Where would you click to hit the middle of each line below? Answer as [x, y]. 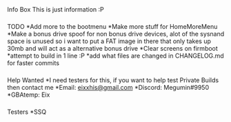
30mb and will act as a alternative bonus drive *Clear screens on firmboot [113, 49]
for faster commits [33, 63]
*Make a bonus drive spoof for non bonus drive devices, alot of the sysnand [116, 34]
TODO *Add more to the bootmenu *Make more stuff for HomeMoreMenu [112, 27]
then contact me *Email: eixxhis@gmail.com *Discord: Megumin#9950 [108, 88]
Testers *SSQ [27, 112]
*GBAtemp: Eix [29, 95]
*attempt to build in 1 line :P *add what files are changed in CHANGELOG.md [115, 56]
